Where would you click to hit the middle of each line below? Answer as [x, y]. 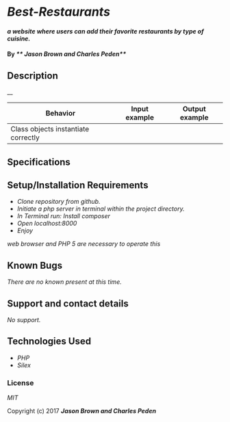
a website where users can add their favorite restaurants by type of [105, 31]
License [21, 382]
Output [194, 109]
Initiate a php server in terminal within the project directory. [101, 209]
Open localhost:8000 [47, 224]
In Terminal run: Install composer [64, 216]
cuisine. [19, 38]
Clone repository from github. [59, 202]
